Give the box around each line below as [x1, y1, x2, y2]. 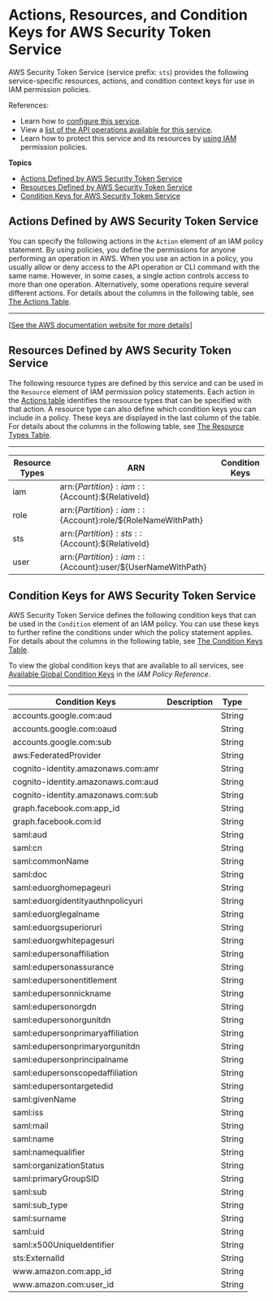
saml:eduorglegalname [12, 909, 100, 920]
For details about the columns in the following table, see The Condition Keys [8, 637, 263, 646]
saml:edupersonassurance [12, 962, 115, 973]
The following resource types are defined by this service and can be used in [8, 378, 264, 388]
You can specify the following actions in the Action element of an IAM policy [8, 236, 264, 246]
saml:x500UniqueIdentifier [12, 1239, 115, 1251]
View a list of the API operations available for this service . [19, 125, 214, 134]
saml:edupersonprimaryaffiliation [12, 1027, 139, 1039]
